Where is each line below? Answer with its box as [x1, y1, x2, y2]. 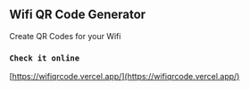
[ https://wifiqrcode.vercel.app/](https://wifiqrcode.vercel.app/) [9, 71, 240, 82]
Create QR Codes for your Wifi [9, 30, 121, 41]
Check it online [9, 53, 80, 63]
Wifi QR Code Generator [9, 7, 146, 22]
